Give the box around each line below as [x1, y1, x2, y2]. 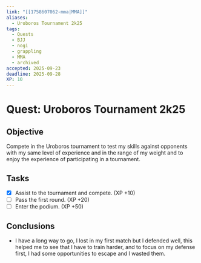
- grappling [12, 48, 42, 55]
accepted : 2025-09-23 [6, 65, 61, 72]
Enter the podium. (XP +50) [15, 203, 84, 210]
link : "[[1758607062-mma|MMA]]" [6, 8, 88, 15]
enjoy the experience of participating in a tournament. [6, 156, 140, 163]
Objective [6, 127, 44, 137]
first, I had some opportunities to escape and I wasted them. [15, 250, 165, 257]
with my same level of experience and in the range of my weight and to [6, 149, 183, 156]
